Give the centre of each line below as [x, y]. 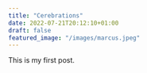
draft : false [30, 30]
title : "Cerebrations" [46, 15]
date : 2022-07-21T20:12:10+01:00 [64, 23]
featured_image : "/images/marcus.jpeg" [74, 38]
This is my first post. [42, 60]
